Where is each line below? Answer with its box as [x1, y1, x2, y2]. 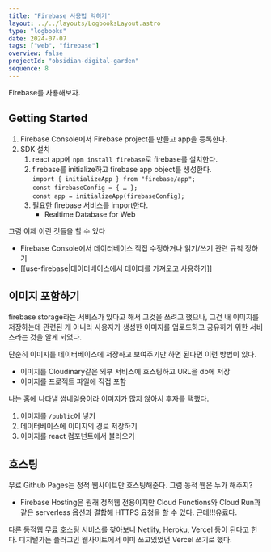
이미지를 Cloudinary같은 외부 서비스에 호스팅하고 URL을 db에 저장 [19, 367, 231, 377]
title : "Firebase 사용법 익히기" [8, 11, 111, 20]
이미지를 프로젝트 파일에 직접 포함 [19, 377, 127, 386]
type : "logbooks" [8, 27, 67, 35]
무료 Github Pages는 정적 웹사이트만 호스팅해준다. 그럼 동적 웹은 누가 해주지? [8, 480, 253, 490]
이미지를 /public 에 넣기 [19, 411, 95, 421]
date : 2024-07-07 [8, 34, 67, 43]
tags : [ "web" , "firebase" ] [8, 42, 100, 50]
